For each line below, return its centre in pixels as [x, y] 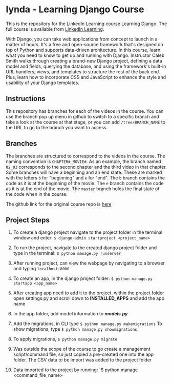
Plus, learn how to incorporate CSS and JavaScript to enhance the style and [86, 77]
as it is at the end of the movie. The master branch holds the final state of [83, 189]
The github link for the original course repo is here [59, 204]
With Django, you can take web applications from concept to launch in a [82, 39]
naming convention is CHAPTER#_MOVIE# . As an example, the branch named [83, 161]
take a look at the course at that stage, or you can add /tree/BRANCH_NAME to [86, 122]
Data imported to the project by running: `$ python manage [75, 370]
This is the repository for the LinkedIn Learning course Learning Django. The [87, 24]
